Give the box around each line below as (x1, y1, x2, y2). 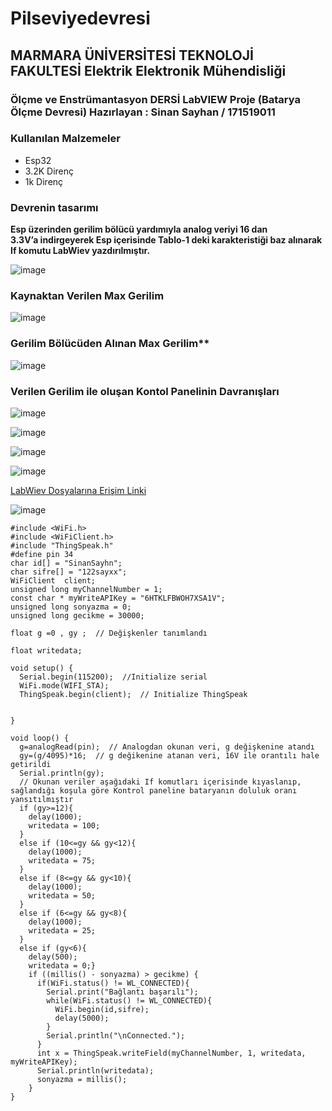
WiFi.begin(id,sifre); (54, 1004, 150, 1014)
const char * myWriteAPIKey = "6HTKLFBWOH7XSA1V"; (10, 593, 226, 603)
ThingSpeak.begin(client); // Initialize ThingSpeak (19, 689, 248, 699)
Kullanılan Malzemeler (10, 132, 121, 146)
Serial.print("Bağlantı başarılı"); (46, 987, 199, 997)
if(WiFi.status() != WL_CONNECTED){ (36, 978, 190, 988)
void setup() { (10, 663, 74, 673)
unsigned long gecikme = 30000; (10, 610, 145, 621)
